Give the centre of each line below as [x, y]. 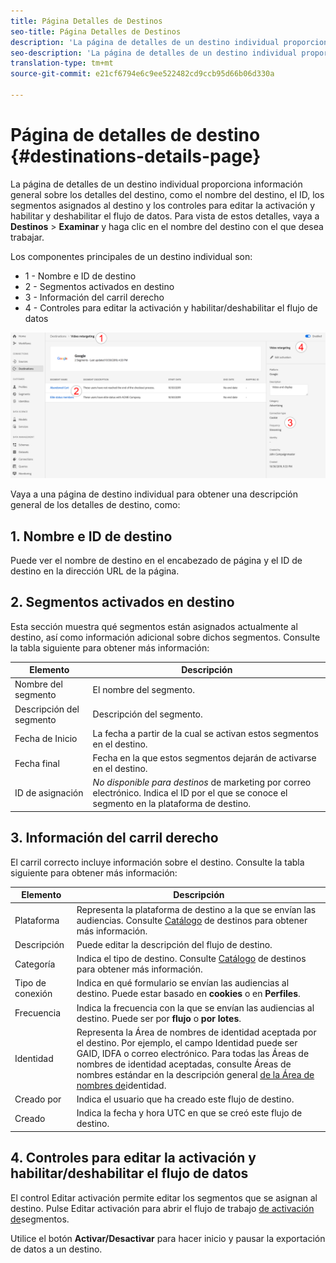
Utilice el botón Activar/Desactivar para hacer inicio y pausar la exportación [168, 1238]
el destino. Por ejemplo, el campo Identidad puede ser [187, 1042]
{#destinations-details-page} [136, 156]
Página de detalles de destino [135, 135]
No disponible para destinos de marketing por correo [202, 782]
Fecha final [37, 763]
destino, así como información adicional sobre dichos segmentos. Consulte [165, 637]
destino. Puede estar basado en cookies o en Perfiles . [188, 994]
